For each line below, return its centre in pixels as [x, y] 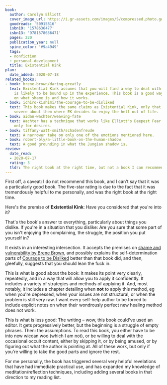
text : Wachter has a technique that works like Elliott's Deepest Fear [85, 121]
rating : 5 [20, 163]
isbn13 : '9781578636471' [35, 33]
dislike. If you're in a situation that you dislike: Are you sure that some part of [84, 227]
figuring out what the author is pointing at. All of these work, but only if [78, 347]
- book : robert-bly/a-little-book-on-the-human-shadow [63, 140]
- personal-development [34, 61]
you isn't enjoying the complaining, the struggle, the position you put [75, 233]
